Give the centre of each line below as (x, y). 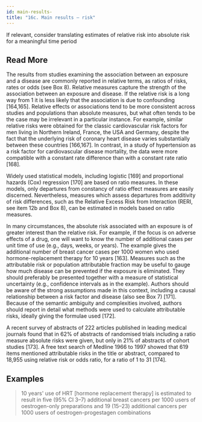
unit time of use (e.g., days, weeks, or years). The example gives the (91, 246)
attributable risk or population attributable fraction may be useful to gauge (98, 265)
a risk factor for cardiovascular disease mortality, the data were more (92, 152)
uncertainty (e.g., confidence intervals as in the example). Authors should (97, 284)
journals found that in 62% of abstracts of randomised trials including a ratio (101, 334)
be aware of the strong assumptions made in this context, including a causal (101, 290)
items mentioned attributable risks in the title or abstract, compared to (93, 353)
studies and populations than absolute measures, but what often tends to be (101, 113)
